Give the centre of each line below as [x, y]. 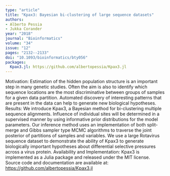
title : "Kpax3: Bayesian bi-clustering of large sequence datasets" [80, 15]
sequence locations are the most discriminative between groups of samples [85, 92]
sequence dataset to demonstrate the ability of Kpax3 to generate [75, 141]
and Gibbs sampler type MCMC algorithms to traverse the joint [86, 130]
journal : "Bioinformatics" [34, 39]
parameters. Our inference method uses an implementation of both [76, 125]
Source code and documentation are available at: [57, 163]
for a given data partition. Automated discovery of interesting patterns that [83, 98]
